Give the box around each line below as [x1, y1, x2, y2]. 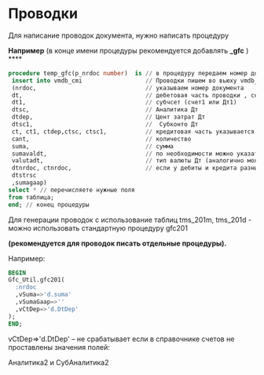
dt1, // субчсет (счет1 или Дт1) [11, 99, 237, 107]
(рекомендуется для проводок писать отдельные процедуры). [8, 238, 227, 248]
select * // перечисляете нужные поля [8, 186, 135, 194]
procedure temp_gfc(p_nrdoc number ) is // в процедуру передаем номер [8, 69, 247, 77]
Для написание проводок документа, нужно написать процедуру [8, 31, 229, 40]
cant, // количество [11, 135, 192, 143]
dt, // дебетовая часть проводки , [11, 91, 247, 99]
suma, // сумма [11, 142, 174, 150]
